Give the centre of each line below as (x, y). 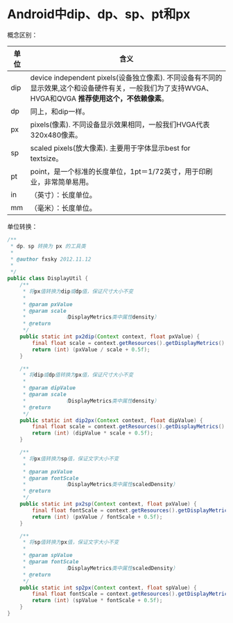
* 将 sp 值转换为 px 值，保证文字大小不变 (71, 542)
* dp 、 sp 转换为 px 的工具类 (48, 246)
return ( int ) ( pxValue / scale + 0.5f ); (91, 349)
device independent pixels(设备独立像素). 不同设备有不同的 (126, 77)
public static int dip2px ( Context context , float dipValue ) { (111, 420)
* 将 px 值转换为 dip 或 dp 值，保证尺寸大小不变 (78, 291)
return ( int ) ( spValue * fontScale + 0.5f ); (97, 601)
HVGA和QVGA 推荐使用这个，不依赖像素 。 (99, 98)
